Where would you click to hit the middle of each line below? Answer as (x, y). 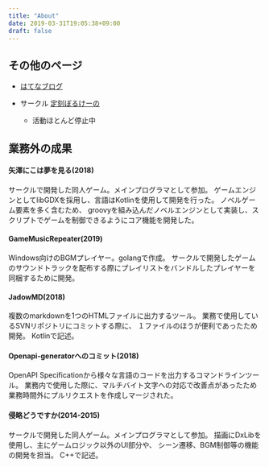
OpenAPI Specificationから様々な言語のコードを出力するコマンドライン (127, 375)
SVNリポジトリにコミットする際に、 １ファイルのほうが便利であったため (136, 326)
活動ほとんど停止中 (64, 121)
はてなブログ (41, 86)
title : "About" (34, 16)
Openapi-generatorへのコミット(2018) (74, 356)
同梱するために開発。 (43, 278)
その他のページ (46, 65)
